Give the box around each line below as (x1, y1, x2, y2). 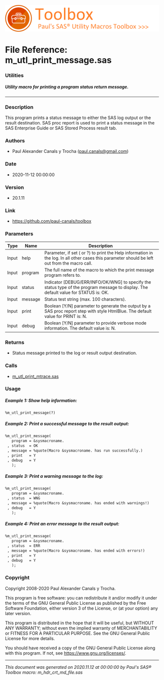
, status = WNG (7, 496, 41, 501)
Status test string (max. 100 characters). (44, 296, 126, 302)
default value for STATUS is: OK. (44, 289, 109, 295)
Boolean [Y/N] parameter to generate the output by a (44, 303, 151, 309)
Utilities (5, 72, 24, 79)
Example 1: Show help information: (5, 398, 77, 404)
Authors (5, 137, 25, 144)
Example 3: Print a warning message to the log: (5, 474, 103, 479)
